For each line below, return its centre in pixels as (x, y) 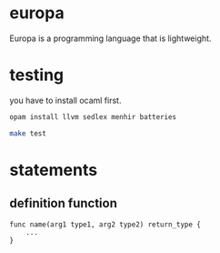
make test (28, 133)
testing (37, 75)
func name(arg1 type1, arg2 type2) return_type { (105, 224)
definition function (64, 203)
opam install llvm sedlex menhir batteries (93, 116)
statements (54, 170)
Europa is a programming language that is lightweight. (110, 38)
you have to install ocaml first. (65, 100)
